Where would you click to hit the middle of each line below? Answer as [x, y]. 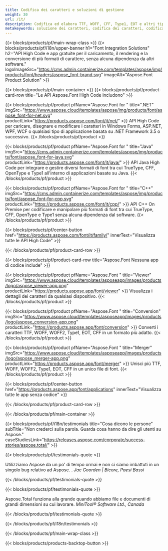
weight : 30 [16, 15]
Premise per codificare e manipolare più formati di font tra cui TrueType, [79, 210]
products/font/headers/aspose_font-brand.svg [53, 75]
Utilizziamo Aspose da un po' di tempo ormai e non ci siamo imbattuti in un [82, 465]
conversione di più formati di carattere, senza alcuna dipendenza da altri [80, 59]
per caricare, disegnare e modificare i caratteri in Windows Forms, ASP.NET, [84, 126]
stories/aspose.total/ [26, 445]
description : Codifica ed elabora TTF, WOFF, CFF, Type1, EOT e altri [80, 24]
